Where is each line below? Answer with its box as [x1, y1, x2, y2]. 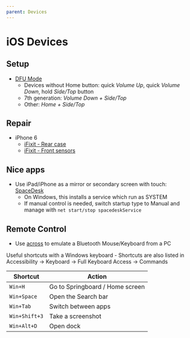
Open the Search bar [49, 293, 109, 301]
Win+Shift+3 [9, 313, 44, 320]
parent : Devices [6, 8, 47, 15]
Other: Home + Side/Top [24, 100, 85, 108]
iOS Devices [6, 34, 68, 48]
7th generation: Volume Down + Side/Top [24, 94, 127, 102]
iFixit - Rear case [24, 140, 66, 148]
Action [87, 273, 107, 281]
